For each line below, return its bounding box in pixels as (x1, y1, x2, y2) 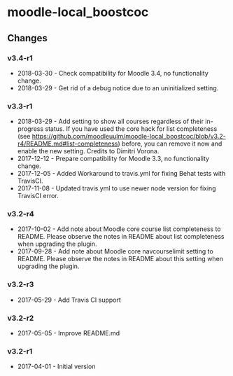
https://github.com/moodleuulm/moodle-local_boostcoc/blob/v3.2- (31, 132, 226, 141)
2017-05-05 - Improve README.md (17, 329, 120, 337)
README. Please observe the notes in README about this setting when (17, 255, 224, 263)
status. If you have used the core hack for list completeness (45, 125, 218, 133)
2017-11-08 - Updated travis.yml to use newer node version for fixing (17, 184, 216, 193)
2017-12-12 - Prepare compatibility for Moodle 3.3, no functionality (17, 155, 210, 163)
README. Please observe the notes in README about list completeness (17, 232, 225, 241)
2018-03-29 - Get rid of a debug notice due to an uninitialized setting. (17, 83, 219, 92)
